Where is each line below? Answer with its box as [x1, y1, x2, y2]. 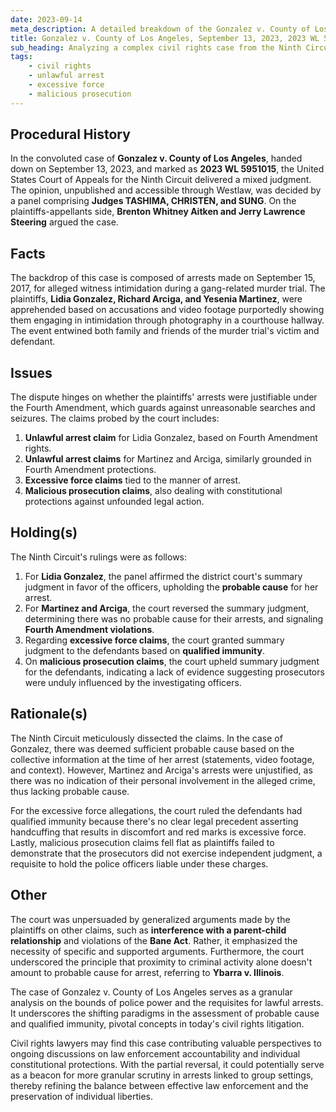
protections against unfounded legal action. [24, 496, 205, 508]
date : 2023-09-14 [10, 14, 83, 25]
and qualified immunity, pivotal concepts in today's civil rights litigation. [10, 1017, 305, 1030]
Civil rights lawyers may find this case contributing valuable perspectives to [10, 1037, 322, 1049]
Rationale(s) [10, 706, 88, 723]
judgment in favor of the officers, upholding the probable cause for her [24, 581, 319, 593]
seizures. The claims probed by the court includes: [10, 412, 220, 425]
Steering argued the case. [10, 216, 119, 228]
